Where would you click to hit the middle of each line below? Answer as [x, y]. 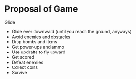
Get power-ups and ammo [38, 47]
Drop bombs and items [34, 41]
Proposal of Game [41, 9]
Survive [19, 72]
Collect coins [25, 67]
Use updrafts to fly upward [38, 52]
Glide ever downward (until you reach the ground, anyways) [71, 31]
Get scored [23, 57]
